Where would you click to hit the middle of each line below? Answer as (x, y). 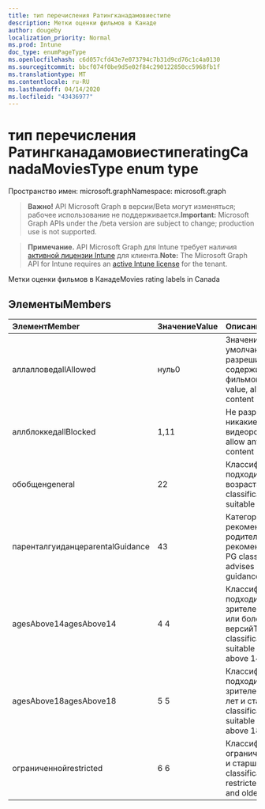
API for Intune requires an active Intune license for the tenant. (127, 264)
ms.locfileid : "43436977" (50, 97)
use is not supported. (62, 232)
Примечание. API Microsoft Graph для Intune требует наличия (132, 247)
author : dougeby (35, 30)
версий (240, 629)
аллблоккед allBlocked (54, 432)
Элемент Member (46, 327)
